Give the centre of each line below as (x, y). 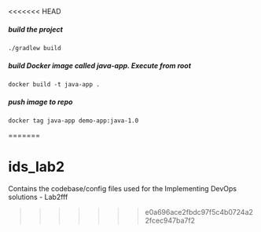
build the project (35, 29)
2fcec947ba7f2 (170, 220)
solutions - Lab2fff (38, 197)
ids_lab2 (37, 167)
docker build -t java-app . (54, 84)
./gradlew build (35, 48)
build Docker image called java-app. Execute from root (99, 65)
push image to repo (40, 102)
